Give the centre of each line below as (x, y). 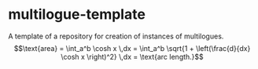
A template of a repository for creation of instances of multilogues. (116, 36)
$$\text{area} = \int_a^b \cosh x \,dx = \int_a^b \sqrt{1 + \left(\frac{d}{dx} (132, 48)
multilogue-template (77, 15)
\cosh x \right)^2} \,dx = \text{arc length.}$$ (132, 56)
